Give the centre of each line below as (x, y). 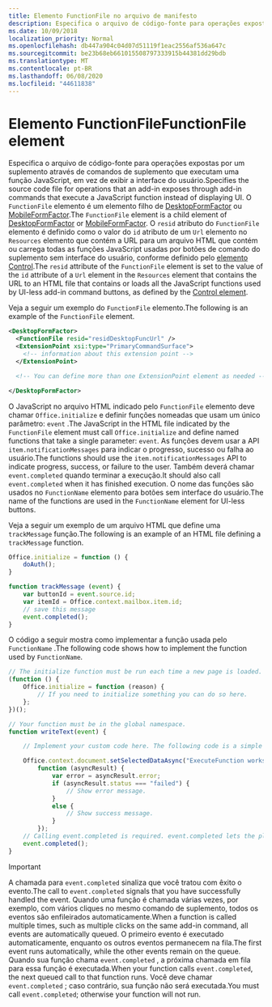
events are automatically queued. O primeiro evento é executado (116, 934)
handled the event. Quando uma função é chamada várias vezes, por (123, 899)
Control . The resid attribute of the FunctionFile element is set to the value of (136, 266)
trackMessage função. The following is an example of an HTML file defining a (135, 533)
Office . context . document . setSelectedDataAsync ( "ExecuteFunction (134, 761)
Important (25, 866)
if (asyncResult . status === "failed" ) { (121, 783)
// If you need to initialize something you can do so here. (143, 695)
